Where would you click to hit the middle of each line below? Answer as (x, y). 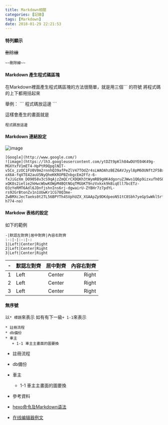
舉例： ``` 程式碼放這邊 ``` (31, 104)
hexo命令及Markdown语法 (39, 407)
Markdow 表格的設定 (27, 213)
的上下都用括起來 (23, 93)
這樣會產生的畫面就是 (27, 114)
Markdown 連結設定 (26, 136)
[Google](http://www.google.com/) (41, 157)
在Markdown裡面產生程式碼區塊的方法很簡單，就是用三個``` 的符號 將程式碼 (83, 87)
